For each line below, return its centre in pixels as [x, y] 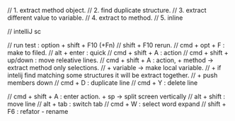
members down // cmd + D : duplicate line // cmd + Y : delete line [103, 83]
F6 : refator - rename [38, 111]
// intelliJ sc [24, 31]
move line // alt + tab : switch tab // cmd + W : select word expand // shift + [117, 104]
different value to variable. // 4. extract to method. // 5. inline [95, 18]
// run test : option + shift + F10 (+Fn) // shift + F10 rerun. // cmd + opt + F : [116, 45]
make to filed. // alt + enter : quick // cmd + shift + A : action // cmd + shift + [118, 53]
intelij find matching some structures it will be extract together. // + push [113, 75]
